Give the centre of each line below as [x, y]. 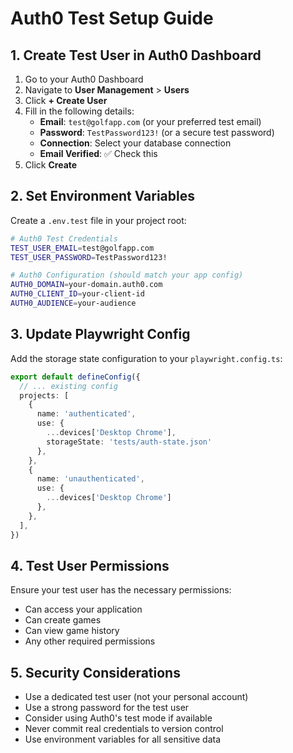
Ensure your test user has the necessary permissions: [121, 590]
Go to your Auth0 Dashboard [84, 79]
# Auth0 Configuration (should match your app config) [127, 275]
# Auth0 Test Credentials [64, 238]
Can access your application [83, 609]
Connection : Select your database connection [135, 143]
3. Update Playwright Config [100, 334]
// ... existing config [68, 386]
